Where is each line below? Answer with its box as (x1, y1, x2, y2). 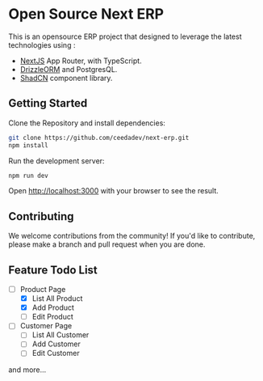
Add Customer (31, 339, 81, 349)
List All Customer (31, 330, 90, 340)
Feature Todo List (8, 263, 98, 277)
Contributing (8, 210, 74, 223)
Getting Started (8, 96, 88, 110)
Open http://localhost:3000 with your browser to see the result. (8, 186, 219, 196)
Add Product (31, 303, 75, 312)
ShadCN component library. (19, 73, 113, 83)
